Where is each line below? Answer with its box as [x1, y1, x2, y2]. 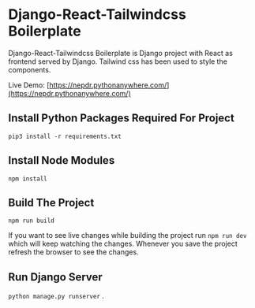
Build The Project [8, 195, 95, 210]
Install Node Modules [8, 154, 115, 167]
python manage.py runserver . [8, 291, 105, 301]
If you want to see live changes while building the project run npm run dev [8, 231, 247, 240]
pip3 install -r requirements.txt [8, 132, 122, 140]
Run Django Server [8, 270, 103, 284]
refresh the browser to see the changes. [8, 247, 140, 257]
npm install [8, 175, 47, 183]
